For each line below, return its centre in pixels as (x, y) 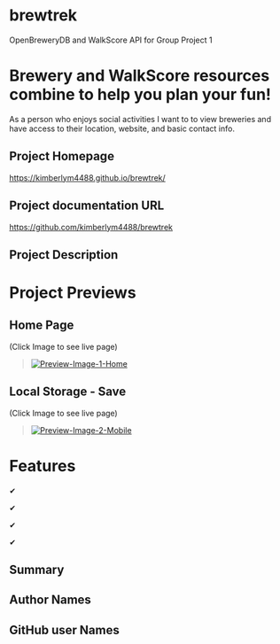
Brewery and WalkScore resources (140, 76)
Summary (37, 570)
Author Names (50, 600)
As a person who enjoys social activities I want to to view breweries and (140, 119)
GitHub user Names (64, 630)
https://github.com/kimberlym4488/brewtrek (91, 227)
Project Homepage (62, 156)
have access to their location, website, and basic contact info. (122, 128)
